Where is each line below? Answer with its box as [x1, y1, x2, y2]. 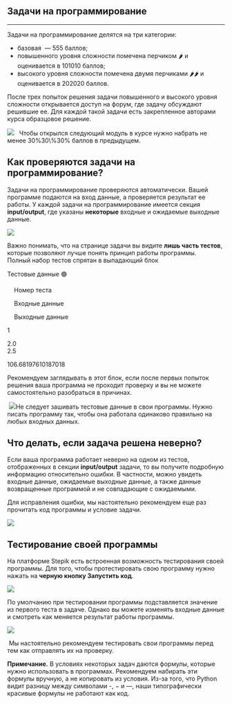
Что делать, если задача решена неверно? [7, 437, 202, 449]
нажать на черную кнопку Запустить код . [7, 572, 134, 580]
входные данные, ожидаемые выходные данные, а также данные [7, 477, 202, 486]
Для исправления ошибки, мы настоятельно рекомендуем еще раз [7, 498, 207, 507]
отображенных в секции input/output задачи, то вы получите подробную [7, 463, 224, 471]
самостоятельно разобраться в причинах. [7, 388, 133, 396]
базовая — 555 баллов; [17, 44, 88, 52]
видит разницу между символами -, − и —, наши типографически [7, 682, 202, 690]
